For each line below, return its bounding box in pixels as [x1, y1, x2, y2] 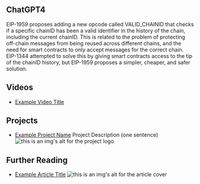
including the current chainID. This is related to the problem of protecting [6, 33, 186, 41]
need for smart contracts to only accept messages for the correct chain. [6, 46, 184, 53]
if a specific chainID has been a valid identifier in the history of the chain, [6, 27, 186, 34]
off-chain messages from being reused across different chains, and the [6, 39, 181, 47]
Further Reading [6, 155, 68, 165]
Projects [6, 116, 38, 126]
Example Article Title [14, 171, 66, 178]
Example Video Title [14, 98, 64, 105]
